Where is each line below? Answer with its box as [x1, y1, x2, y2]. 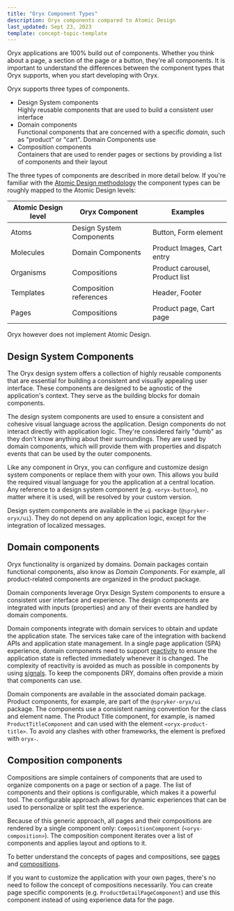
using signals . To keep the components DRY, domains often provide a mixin [7, 668, 224, 677]
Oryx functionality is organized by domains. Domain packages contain [7, 560, 209, 568]
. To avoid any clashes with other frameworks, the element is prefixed [25, 726, 226, 735]
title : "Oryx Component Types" [7, 10, 98, 17]
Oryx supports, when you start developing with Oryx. [7, 71, 159, 80]
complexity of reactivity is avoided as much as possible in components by [7, 661, 219, 670]
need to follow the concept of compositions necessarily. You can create [7, 880, 213, 889]
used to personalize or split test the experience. [7, 803, 144, 811]
